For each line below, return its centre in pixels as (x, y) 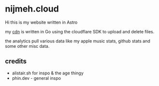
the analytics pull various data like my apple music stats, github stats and (78, 41)
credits (16, 61)
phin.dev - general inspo (36, 78)
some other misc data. (27, 46)
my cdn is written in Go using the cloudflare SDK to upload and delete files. (80, 31)
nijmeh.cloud (32, 9)
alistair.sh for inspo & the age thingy (48, 73)
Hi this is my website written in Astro (41, 22)
